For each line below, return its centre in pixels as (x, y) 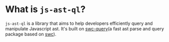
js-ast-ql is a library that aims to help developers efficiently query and (79, 23)
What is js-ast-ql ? (45, 9)
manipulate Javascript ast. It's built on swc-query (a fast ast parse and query (85, 28)
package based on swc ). (31, 34)
